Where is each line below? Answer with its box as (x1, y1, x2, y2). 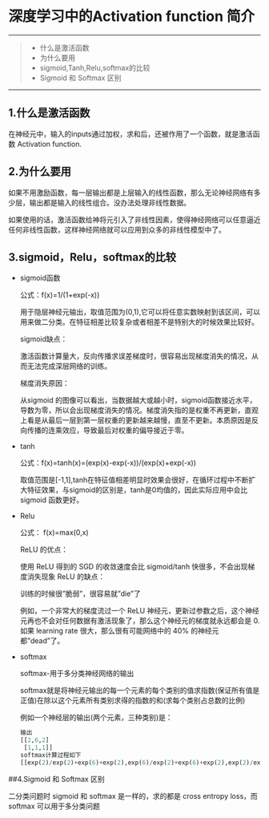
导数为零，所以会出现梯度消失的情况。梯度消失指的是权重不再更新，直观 (19, 406, 259, 415)
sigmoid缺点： (19, 334, 68, 344)
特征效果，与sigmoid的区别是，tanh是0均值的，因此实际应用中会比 (26, 485, 248, 495)
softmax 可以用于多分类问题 (8, 801, 100, 811)
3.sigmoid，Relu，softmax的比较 (8, 250, 177, 264)
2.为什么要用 (8, 165, 72, 179)
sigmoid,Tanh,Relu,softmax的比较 (39, 63, 151, 72)
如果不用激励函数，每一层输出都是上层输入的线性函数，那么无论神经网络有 (8, 188, 254, 197)
